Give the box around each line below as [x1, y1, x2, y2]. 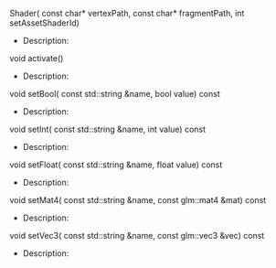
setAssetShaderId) [9, 17, 80, 28]
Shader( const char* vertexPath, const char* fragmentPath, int [9, 8, 245, 18]
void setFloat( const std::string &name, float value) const [9, 159, 223, 170]
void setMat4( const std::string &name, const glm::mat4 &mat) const [9, 195, 267, 205]
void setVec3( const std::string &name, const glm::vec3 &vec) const [9, 230, 265, 241]
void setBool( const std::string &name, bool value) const [9, 89, 221, 99]
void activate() [9, 53, 64, 63]
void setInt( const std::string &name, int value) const [9, 123, 207, 134]
